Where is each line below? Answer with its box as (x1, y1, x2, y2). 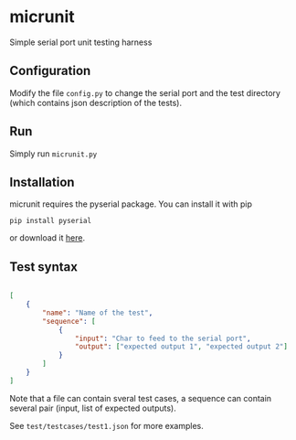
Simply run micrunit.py (9, 148, 98, 159)
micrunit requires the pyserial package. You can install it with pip (9, 199, 253, 209)
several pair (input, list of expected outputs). (9, 402, 176, 413)
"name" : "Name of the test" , (42, 308, 153, 317)
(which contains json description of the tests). (9, 97, 183, 108)
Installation (9, 174, 75, 189)
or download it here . (9, 232, 85, 243)
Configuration (9, 63, 91, 79)
